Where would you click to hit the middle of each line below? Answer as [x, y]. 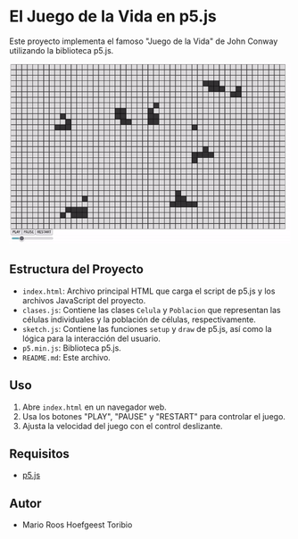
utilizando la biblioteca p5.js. [62, 50]
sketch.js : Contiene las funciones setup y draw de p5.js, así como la [147, 328]
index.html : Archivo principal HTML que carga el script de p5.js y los [149, 291]
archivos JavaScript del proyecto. [84, 300]
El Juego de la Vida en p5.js [113, 17]
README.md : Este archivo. [66, 357]
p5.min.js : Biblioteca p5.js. [72, 348]
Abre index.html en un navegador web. [94, 407]
